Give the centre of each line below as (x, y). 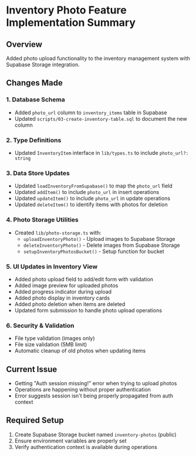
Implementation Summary (71, 23)
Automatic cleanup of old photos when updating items (80, 351)
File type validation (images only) (55, 338)
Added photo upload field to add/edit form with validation (84, 279)
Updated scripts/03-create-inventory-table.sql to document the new (101, 118)
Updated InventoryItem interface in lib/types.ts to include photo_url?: (102, 152)
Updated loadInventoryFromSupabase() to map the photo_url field (94, 186)
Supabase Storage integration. (43, 64)
